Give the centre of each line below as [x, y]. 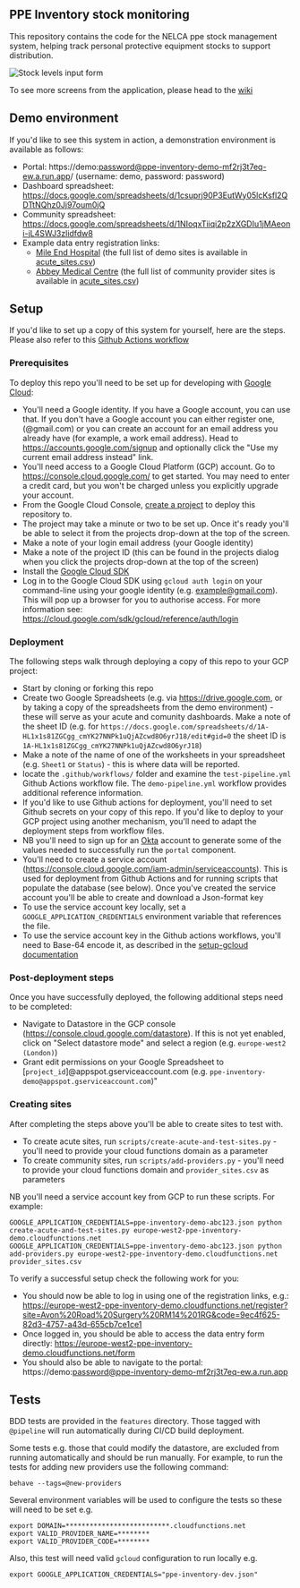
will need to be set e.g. [51, 1510]
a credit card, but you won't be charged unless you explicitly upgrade [150, 485]
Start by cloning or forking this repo [88, 688]
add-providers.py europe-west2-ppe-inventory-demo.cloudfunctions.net [144, 1254]
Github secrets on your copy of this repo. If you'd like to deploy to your [153, 812]
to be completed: [41, 1007]
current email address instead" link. [88, 457]
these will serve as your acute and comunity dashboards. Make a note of [156, 717]
